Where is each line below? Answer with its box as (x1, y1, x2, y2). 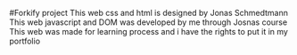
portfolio (9, 35, 41, 46)
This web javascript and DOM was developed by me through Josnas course (9, 17, 288, 27)
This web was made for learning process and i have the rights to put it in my (9, 27, 288, 36)
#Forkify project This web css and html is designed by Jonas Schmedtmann (9, 8, 288, 18)
